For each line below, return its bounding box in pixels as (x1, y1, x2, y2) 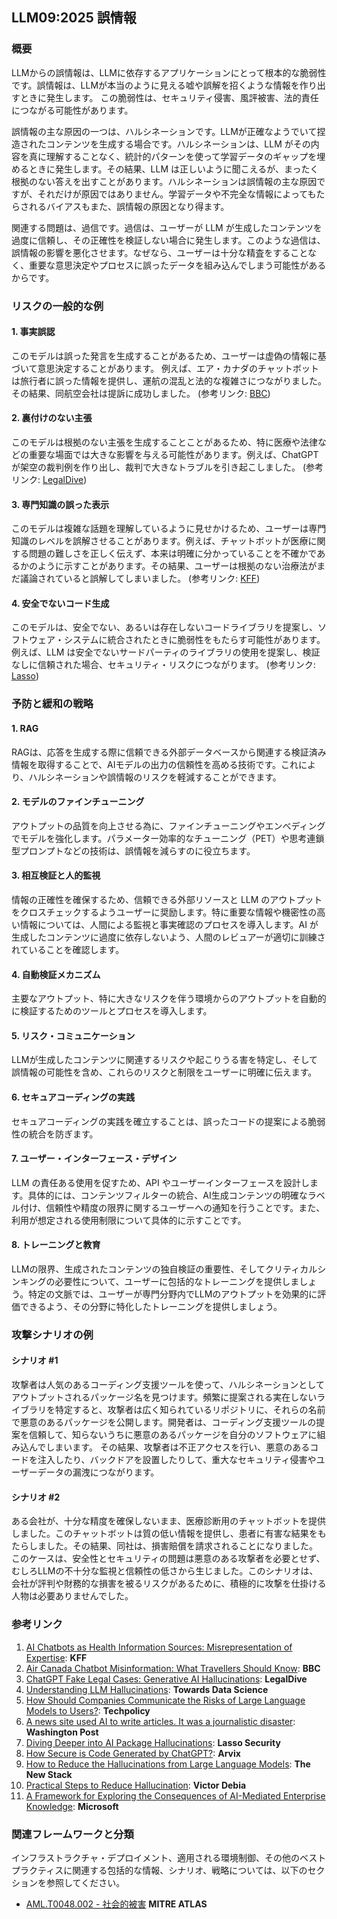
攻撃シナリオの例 (11, 1328, 94, 1342)
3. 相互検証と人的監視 (11, 869, 101, 882)
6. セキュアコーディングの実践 (11, 1091, 135, 1103)
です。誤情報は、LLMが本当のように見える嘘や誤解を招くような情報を (11, 79, 300, 91)
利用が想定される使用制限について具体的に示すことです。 (11, 1214, 247, 1226)
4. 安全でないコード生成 (11, 597, 110, 609)
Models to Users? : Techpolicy (25, 1704, 151, 1717)
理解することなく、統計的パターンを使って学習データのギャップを (45, 150, 318, 162)
